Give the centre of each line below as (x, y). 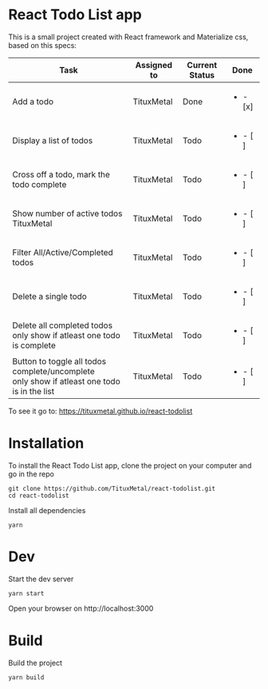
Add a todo (33, 102)
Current (202, 65)
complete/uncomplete (53, 371)
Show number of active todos (67, 213)
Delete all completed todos (63, 325)
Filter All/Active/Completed (63, 252)
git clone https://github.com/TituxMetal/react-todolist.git (112, 488)
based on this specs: (43, 45)
